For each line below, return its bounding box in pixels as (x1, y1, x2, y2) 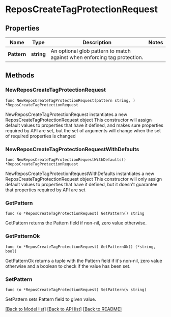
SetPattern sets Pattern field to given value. (5, 296, 97, 302)
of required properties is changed (5, 133, 76, 139)
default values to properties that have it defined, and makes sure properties (5, 122, 164, 128)
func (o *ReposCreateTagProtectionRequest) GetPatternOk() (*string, (5, 244, 156, 249)
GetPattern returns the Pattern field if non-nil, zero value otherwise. (5, 220, 147, 226)
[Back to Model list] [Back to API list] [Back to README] (5, 306, 122, 312)
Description (82, 39, 112, 46)
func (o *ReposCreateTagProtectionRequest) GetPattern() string (5, 211, 145, 216)
